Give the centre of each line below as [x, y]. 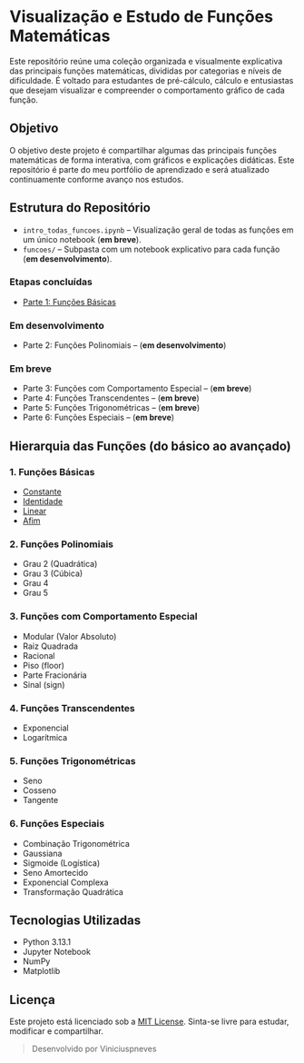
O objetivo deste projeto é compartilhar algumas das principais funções [143, 150]
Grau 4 [35, 583]
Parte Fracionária [55, 675]
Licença [33, 1000]
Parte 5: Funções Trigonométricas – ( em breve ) [111, 408]
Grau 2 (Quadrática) [60, 564]
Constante [42, 492]
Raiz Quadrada [50, 646]
